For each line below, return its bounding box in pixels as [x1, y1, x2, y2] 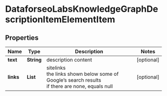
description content [46, 57, 92, 63]
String [26, 57, 42, 63]
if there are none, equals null [46, 83, 113, 90]
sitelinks [46, 64, 66, 71]
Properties [5, 33, 39, 42]
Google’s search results [46, 77, 101, 83]
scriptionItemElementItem [5, 14, 115, 25]
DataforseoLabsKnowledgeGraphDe [5, 3, 158, 15]
